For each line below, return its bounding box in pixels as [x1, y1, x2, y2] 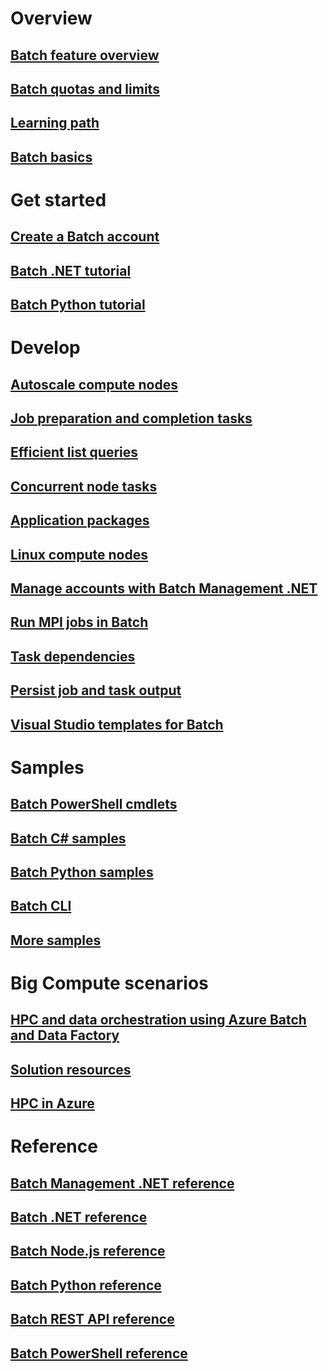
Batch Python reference [10, 1277, 162, 1294]
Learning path [10, 115, 100, 132]
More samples [10, 932, 102, 949]
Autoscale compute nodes [10, 376, 178, 393]
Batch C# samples [10, 830, 127, 847]
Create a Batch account [10, 228, 160, 246]
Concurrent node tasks [10, 478, 158, 495]
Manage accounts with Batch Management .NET [10, 580, 318, 597]
